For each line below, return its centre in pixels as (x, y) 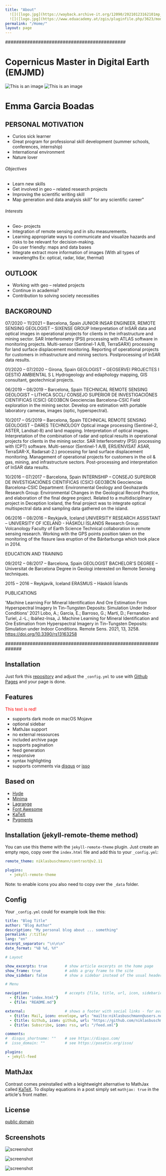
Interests (14, 211)
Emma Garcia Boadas (50, 106)
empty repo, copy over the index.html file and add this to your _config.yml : (82, 852)
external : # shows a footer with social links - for (79, 1011)
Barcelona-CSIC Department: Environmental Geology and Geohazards (77, 488)
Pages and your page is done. (36, 681)
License (18, 1110)
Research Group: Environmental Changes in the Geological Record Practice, (82, 493)
